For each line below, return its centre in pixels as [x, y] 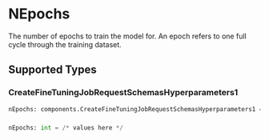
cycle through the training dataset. [65, 44]
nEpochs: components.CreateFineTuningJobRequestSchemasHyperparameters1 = [136, 109]
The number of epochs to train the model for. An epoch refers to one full [127, 36]
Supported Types [53, 70]
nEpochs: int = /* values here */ [66, 128]
